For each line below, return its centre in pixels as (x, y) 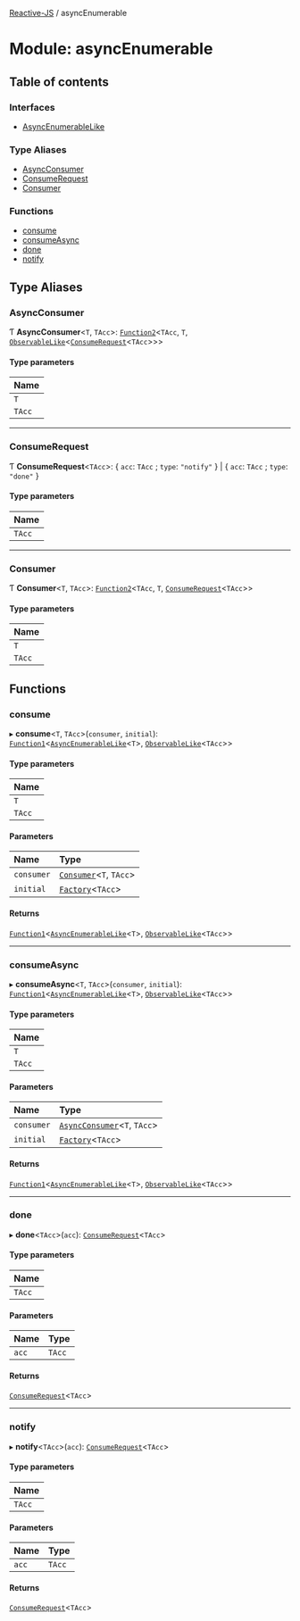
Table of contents (59, 82)
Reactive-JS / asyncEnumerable (68, 13)
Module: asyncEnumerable (111, 49)
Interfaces (32, 107)
